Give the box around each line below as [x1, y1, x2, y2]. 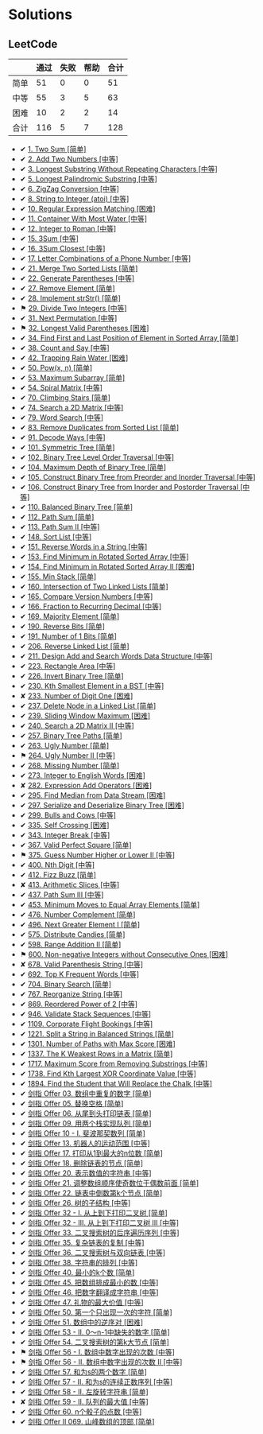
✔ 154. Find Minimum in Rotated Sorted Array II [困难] [19, 562, 195, 571]
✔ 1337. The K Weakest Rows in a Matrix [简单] [19, 1049, 173, 1059]
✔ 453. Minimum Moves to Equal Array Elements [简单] [19, 900, 200, 909]
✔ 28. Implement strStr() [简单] [19, 293, 122, 303]
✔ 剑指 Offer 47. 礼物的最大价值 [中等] [19, 1298, 145, 1307]
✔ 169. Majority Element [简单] [19, 612, 120, 621]
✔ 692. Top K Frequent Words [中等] [19, 970, 140, 979]
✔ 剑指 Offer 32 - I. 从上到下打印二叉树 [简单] [19, 1208, 168, 1218]
